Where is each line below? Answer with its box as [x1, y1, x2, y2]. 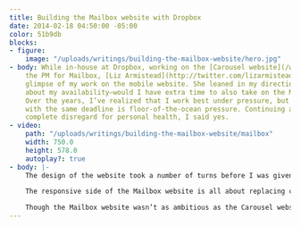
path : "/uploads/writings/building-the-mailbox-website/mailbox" [25, 130, 274, 138]
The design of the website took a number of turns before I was [25, 171, 270, 180]
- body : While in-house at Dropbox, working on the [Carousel [9, 63, 246, 72]
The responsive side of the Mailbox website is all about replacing [25, 187, 286, 197]
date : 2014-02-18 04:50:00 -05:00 [9, 21, 138, 30]
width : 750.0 [25, 138, 74, 146]
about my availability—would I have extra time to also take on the [25, 88, 286, 96]
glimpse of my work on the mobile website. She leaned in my [25, 80, 257, 88]
